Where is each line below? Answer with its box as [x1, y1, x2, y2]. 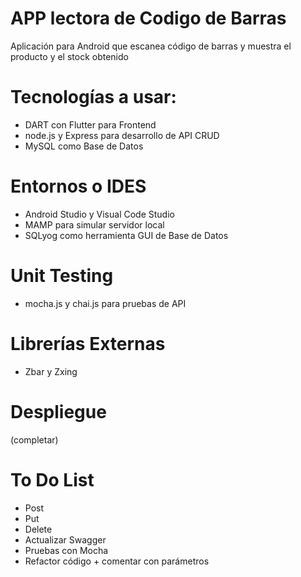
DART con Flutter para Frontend [24, 118, 157, 131]
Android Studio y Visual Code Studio [24, 208, 175, 220]
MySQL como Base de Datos [24, 140, 144, 152]
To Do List [10, 468, 95, 491]
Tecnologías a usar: [10, 86, 177, 109]
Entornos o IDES [10, 175, 147, 198]
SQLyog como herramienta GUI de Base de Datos [24, 229, 229, 241]
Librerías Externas [10, 332, 166, 355]
